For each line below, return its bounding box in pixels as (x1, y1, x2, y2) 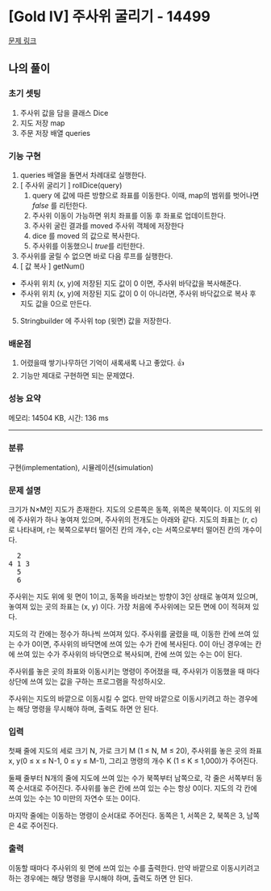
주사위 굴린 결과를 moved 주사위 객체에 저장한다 (31, 220, 184, 231)
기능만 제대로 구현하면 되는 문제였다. (19, 371, 135, 380)
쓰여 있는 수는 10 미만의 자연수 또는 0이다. (8, 794, 141, 804)
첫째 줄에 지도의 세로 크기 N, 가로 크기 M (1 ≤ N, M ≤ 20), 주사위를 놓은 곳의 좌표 (8, 746, 263, 756)
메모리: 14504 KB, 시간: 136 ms (8, 413, 109, 422)
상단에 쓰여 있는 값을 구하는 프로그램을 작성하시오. (8, 677, 166, 686)
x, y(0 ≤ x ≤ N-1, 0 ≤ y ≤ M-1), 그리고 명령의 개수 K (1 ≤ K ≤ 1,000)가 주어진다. (8, 756, 258, 766)
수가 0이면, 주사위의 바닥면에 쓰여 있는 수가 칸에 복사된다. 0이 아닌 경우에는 (16, 639, 254, 649)
